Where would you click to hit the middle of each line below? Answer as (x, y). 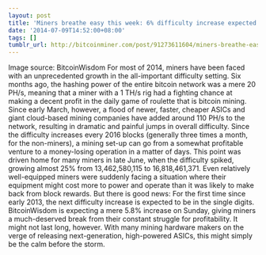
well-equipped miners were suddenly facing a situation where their (118, 177)
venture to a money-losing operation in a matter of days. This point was (125, 152)
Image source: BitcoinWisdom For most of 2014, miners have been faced (127, 67)
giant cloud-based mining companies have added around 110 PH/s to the (127, 118)
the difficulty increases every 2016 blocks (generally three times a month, (128, 135)
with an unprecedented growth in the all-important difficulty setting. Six (125, 76)
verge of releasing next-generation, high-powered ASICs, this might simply (131, 236)
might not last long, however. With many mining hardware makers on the (126, 227)
